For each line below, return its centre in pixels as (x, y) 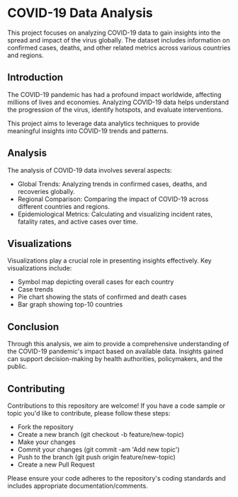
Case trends (35, 290)
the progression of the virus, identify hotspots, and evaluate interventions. (115, 109)
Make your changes (46, 442)
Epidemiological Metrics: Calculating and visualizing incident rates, (115, 214)
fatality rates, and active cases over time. (78, 222)
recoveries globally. (46, 191)
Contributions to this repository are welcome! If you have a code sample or (116, 406)
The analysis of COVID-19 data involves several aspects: (90, 170)
